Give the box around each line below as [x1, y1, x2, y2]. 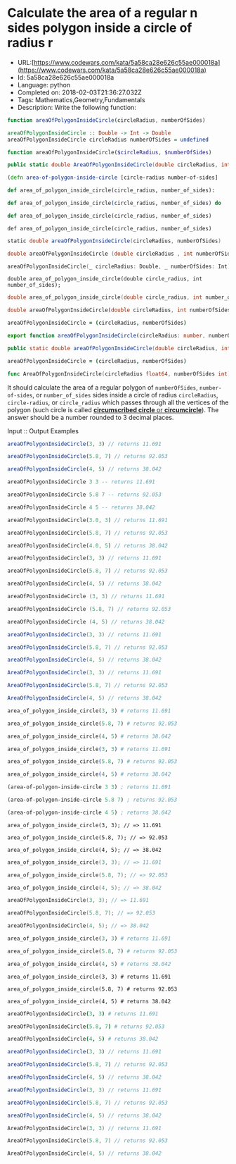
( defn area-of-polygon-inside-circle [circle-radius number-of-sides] [7, 174, 218, 181]
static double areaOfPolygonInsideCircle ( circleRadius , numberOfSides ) [7, 237, 221, 244]
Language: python [17, 80, 71, 89]
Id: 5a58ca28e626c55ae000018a [17, 73, 114, 82]
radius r [7, 35, 53, 51]
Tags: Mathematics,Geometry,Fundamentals [17, 95, 145, 104]
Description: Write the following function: [17, 103, 137, 111]
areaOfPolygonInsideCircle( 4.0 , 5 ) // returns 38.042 [7, 542, 169, 549]
